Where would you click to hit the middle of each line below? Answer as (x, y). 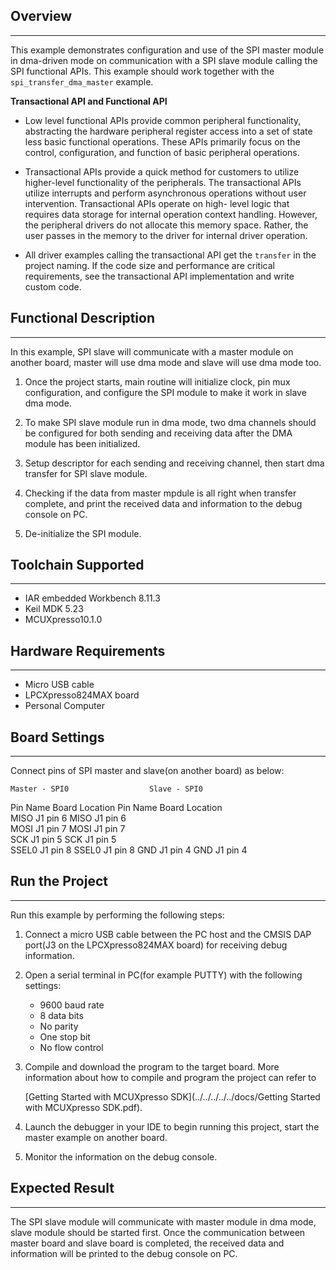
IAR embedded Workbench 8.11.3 (92, 598)
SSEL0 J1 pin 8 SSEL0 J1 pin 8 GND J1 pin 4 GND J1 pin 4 (129, 850)
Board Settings (57, 737)
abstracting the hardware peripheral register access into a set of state (168, 131)
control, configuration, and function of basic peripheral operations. (162, 152)
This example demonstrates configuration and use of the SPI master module (167, 50)
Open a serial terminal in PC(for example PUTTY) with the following (163, 975)
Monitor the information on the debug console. (121, 1156)
